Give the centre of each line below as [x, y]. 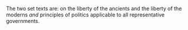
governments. [23, 21]
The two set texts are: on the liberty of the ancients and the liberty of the [94, 9]
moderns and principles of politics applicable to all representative [85, 15]
